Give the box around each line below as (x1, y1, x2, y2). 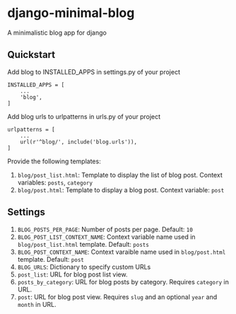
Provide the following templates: (7, 157, 101, 165)
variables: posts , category (17, 178, 93, 187)
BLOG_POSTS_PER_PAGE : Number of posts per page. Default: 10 (17, 225, 193, 233)
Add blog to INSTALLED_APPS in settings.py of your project (7, 67, 180, 76)
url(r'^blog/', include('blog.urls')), (20, 138, 138, 146)
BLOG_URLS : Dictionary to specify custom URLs (17, 262, 151, 271)
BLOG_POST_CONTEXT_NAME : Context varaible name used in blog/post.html (17, 248, 226, 256)
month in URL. (17, 300, 57, 308)
